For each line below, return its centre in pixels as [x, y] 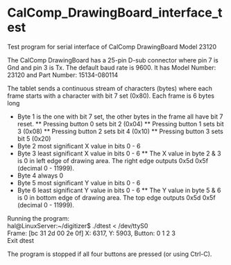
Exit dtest [21, 240]
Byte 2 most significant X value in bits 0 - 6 [79, 146]
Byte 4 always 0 [40, 176]
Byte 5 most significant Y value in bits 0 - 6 [79, 182]
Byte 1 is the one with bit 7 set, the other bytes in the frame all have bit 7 [120, 117]
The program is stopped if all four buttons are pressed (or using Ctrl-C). [110, 254]
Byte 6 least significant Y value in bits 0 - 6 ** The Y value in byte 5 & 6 [119, 190]
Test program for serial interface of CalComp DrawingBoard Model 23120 [112, 46]
